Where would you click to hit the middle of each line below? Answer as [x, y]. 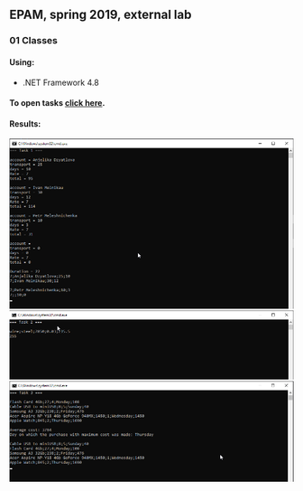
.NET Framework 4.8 [60, 82]
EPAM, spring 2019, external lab [101, 15]
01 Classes [34, 41]
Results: [25, 123]
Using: [22, 61]
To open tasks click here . [57, 103]
